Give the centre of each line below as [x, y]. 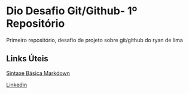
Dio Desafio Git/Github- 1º [72, 11]
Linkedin [17, 84]
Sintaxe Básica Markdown [38, 73]
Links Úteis [28, 59]
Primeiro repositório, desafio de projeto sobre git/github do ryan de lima [95, 40]
